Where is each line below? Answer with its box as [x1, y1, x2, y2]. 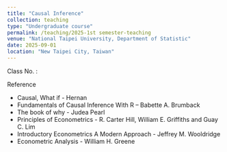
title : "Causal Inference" [7, 10, 84, 17]
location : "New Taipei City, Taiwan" [7, 49, 115, 55]
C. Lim [16, 123, 36, 131]
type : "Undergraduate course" [7, 23, 94, 29]
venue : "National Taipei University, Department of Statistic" [7, 36, 191, 42]
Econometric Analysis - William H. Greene [16, 137, 135, 145]
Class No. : [7, 66, 38, 75]
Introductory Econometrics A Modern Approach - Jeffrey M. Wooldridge [16, 129, 221, 138]
